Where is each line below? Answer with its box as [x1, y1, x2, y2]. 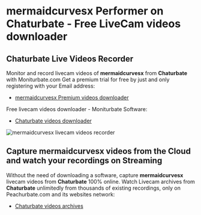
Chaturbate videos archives [14, 202, 84, 210]
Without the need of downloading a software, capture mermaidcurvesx [6, 171, 184, 178]
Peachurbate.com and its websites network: [6, 190, 115, 198]
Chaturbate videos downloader [14, 117, 92, 124]
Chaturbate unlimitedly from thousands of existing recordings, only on [6, 184, 181, 192]
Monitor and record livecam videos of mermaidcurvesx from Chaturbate [6, 70, 188, 76]
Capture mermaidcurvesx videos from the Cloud [6, 146, 191, 157]
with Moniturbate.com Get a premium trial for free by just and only [6, 76, 170, 83]
